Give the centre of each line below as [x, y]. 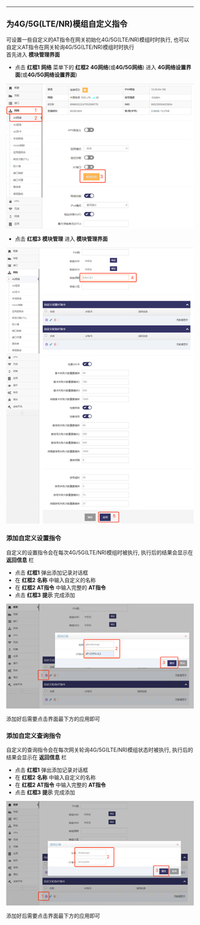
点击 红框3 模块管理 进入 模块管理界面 [61, 239]
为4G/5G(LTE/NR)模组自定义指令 [67, 24]
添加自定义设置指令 [34, 538]
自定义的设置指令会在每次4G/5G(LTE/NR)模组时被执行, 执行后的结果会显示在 [100, 552]
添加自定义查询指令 [34, 736]
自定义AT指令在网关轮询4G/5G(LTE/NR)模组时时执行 [70, 47]
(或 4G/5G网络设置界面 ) [49, 75]
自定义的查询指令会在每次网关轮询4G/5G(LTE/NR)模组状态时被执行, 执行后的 [100, 750]
